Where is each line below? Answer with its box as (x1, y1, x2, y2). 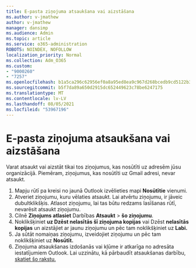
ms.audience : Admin (6, 30, 54, 36)
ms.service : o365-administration (6, 42, 87, 47)
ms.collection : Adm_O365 (6, 57, 66, 63)
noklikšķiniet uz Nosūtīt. (14, 237, 74, 244)
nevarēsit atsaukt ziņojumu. (14, 206, 81, 213)
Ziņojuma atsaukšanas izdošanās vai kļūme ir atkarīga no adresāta (14, 243, 174, 250)
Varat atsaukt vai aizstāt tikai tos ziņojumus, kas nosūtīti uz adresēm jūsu (6, 163, 181, 170)
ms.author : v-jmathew (6, 14, 59, 20)
